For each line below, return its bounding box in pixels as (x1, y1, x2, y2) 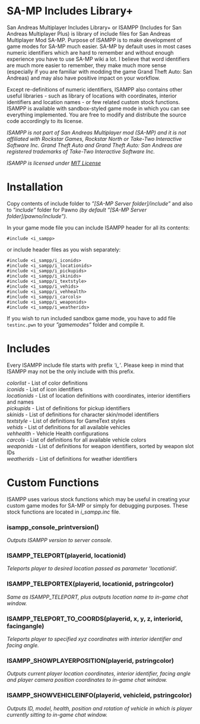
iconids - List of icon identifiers (7, 385, 83, 393)
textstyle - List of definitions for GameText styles (7, 417, 126, 424)
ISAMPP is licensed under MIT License (7, 159, 101, 166)
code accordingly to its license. (7, 117, 84, 124)
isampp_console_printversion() (7, 523, 100, 531)
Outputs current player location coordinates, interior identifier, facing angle (7, 670, 191, 677)
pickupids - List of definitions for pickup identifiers (7, 404, 131, 411)
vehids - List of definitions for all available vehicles (7, 423, 131, 430)
